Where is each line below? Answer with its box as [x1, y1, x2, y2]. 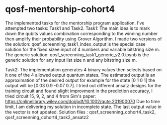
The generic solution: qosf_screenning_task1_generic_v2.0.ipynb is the [5, 51, 149, 58]
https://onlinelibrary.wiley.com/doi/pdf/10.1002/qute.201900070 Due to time [5, 98, 160, 104]
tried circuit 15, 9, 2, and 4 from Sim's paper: [5, 93, 96, 99]
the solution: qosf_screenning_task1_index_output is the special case [5, 41, 146, 47]
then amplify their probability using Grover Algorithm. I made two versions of [5, 36, 162, 42]
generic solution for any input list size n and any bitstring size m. [5, 57, 137, 63]
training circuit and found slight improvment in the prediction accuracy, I [5, 88, 153, 94]
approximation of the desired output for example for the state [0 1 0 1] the [5, 77, 156, 83]
